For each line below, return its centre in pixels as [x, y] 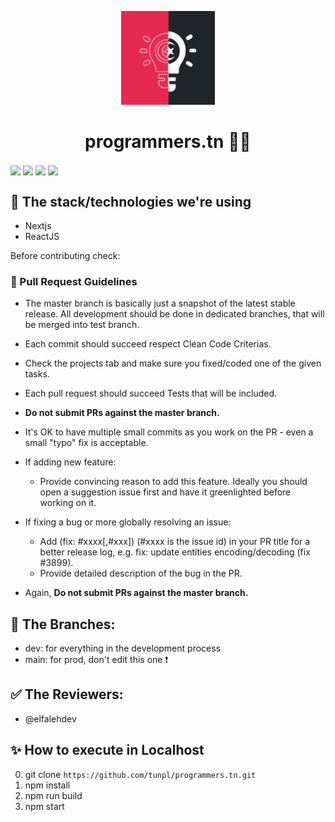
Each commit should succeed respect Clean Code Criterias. [148, 344]
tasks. [37, 374]
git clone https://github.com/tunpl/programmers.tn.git [140, 774]
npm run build [53, 795]
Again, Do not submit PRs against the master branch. [136, 593]
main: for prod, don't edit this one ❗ [96, 660]
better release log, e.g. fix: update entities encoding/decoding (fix [175, 552]
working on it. [68, 503]
